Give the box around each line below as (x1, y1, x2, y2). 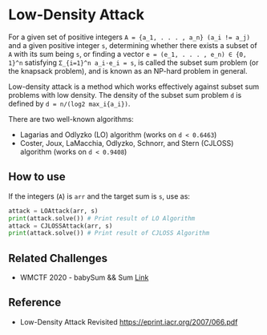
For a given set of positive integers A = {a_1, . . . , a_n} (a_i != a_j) (8, 32, 251, 42)
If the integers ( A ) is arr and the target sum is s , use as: (8, 191, 191, 201)
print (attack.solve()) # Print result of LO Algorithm (8, 214, 196, 222)
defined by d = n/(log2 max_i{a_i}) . (8, 99, 131, 108)
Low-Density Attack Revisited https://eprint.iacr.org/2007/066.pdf (19, 317, 238, 326)
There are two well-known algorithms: (8, 114, 134, 123)
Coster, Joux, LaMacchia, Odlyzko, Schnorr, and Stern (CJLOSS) (19, 138, 234, 147)
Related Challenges (8, 251, 108, 265)
